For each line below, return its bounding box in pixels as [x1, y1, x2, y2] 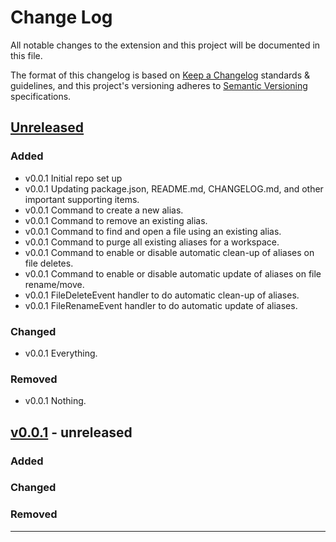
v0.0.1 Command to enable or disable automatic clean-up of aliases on [24, 246, 315, 258]
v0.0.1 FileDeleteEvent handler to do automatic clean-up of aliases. [24, 289, 300, 301]
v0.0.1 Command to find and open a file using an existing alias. [24, 225, 282, 237]
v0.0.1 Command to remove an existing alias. [24, 214, 208, 226]
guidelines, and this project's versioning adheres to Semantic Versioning [10, 79, 308, 91]
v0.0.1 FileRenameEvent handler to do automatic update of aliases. [24, 299, 298, 311]
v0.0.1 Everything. [24, 347, 98, 359]
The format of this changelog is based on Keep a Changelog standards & [10, 69, 310, 81]
